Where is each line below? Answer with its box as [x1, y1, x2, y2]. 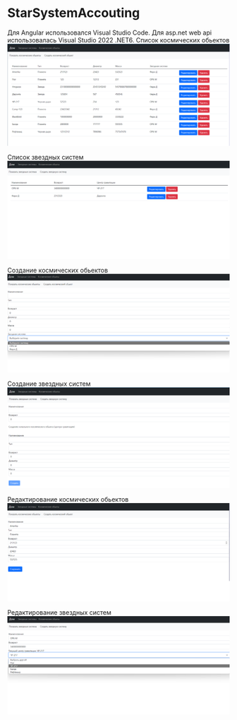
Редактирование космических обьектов [7, 495, 129, 504]
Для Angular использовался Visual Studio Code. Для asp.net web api [7, 28, 212, 37]
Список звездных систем [7, 153, 84, 161]
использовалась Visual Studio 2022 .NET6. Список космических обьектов [7, 35, 230, 44]
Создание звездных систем [7, 379, 91, 388]
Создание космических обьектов [7, 266, 108, 275]
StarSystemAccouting [7, 5, 140, 21]
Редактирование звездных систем [7, 608, 111, 617]
